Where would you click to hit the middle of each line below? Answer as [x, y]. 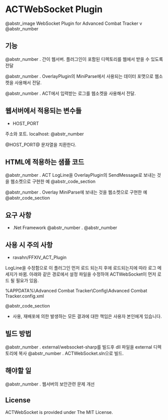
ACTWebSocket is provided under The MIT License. [59, 412]
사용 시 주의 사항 [29, 245]
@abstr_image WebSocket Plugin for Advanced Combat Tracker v [74, 23]
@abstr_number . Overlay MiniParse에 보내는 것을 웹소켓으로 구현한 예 [76, 192]
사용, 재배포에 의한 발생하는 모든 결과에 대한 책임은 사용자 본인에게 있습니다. [87, 316]
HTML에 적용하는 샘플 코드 [45, 162]
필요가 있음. [27, 280]
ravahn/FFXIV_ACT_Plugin [40, 257]
